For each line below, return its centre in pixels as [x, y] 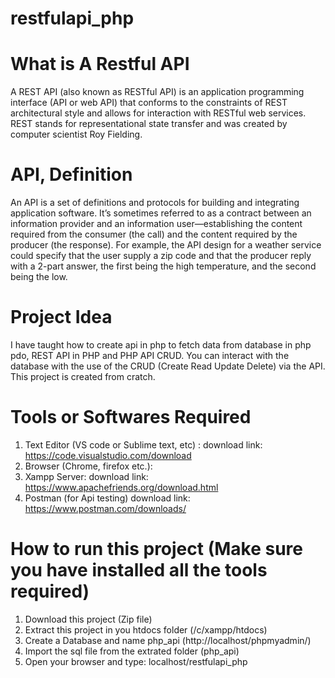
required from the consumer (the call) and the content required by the [154, 234]
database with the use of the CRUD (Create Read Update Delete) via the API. [168, 366]
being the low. [39, 277]
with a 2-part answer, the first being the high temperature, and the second [163, 266]
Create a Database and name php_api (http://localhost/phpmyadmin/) [168, 640]
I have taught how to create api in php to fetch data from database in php [161, 345]
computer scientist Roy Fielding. [76, 134]
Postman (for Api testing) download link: [107, 498]
